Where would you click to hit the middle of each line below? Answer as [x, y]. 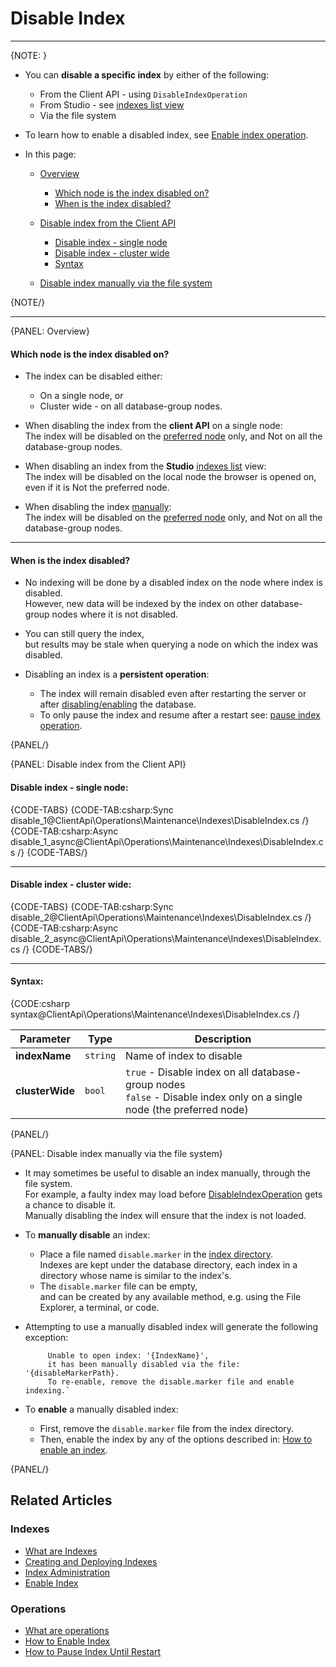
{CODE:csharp [40, 1003]
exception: [46, 1337]
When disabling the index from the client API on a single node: [153, 426]
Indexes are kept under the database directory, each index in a [168, 1264]
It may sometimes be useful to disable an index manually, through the [168, 1173]
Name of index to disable [184, 1055]
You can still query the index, [84, 634]
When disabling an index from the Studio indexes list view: [145, 466]
